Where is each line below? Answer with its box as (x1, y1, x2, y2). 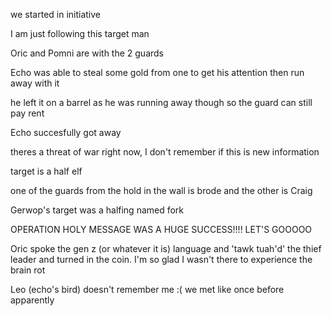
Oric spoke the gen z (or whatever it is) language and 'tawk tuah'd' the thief (10, 243, 322, 254)
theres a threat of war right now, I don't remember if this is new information (10, 146, 320, 158)
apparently (10, 294, 55, 306)
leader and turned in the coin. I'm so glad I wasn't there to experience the (10, 254, 313, 265)
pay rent (10, 107, 45, 119)
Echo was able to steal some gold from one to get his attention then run (10, 67, 305, 78)
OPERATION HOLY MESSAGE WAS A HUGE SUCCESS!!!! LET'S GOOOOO (10, 224, 313, 235)
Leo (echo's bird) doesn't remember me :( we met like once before (10, 284, 285, 295)
